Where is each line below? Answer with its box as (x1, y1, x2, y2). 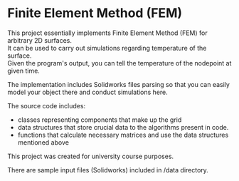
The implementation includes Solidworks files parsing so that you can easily (7, 80, 230, 88)
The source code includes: (7, 101, 86, 110)
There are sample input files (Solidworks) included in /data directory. (7, 165, 208, 174)
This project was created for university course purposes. (7, 152, 174, 160)
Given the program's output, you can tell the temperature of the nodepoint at (7, 58, 232, 67)
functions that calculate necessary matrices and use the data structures (17, 130, 229, 139)
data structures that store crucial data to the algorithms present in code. (17, 123, 229, 131)
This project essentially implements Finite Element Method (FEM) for (7, 29, 208, 37)
